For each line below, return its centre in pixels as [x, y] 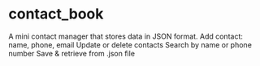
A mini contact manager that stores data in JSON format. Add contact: [126, 36]
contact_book [56, 14]
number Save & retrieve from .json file [72, 53]
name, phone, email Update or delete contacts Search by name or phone [130, 44]
